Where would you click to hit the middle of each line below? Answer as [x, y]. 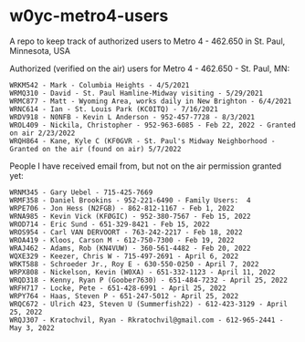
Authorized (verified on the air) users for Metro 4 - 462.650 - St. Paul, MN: [150, 68]
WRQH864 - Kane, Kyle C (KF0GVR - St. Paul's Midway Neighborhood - [142, 141]
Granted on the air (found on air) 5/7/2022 [95, 149]
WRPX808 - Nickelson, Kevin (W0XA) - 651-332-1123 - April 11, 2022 [142, 272]
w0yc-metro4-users [89, 16]
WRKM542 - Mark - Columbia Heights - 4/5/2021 [100, 85]
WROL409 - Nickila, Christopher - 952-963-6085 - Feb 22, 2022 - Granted [153, 125]
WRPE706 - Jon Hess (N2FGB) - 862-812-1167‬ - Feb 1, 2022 [122, 208]
